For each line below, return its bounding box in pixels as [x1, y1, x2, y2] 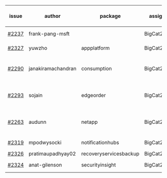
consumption [81, 65, 112, 72]
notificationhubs [81, 139, 119, 146]
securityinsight [81, 162, 116, 168]
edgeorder [81, 92, 106, 98]
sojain [28, 92, 43, 98]
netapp [81, 119, 98, 125]
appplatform [81, 45, 110, 51]
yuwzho [28, 45, 48, 51]
